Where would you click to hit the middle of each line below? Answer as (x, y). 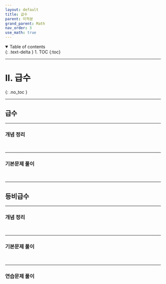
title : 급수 (17, 14)
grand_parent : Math (25, 23)
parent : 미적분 (19, 19)
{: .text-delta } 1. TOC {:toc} (33, 52)
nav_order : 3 (19, 28)
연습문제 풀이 (20, 276)
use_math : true (21, 33)
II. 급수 (18, 78)
